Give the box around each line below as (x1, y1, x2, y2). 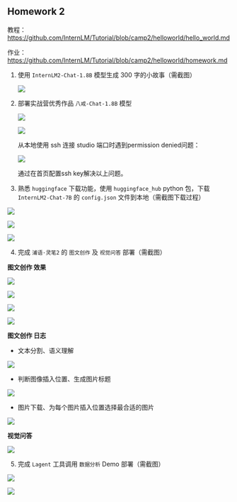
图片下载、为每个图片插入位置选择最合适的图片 (17, 403, 154, 411)
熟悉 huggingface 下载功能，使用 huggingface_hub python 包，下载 (17, 184, 210, 192)
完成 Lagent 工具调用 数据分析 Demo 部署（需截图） (17, 459, 165, 468)
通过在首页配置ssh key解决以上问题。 (17, 169, 127, 177)
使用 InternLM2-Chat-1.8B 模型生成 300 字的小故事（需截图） (17, 70, 196, 79)
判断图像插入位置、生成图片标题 (17, 374, 111, 383)
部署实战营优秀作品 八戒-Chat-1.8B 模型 (17, 99, 132, 107)
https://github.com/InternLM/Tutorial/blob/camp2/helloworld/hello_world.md (7, 33, 230, 42)
